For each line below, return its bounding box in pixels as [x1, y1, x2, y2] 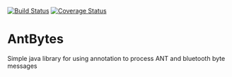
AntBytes [7, 31, 64, 47]
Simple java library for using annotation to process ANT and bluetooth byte [7, 54, 226, 62]
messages [7, 62, 37, 70]
